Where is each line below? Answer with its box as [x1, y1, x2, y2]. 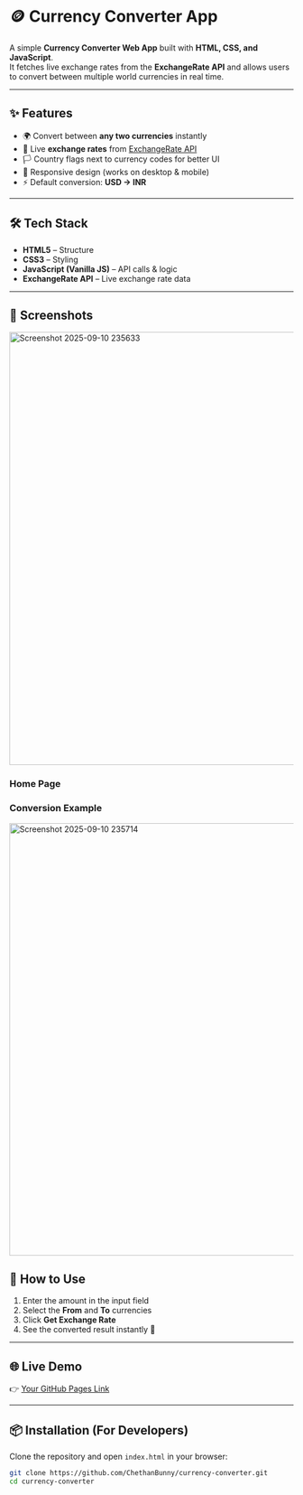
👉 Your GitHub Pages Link [9, 1383, 110, 1395]
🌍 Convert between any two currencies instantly [22, 130, 207, 141]
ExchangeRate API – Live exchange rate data [22, 273, 191, 284]
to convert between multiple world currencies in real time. [9, 70, 225, 81]
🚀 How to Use [9, 1271, 86, 1286]
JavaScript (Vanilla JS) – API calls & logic [22, 263, 178, 275]
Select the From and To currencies [22, 1305, 152, 1316]
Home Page [9, 778, 61, 790]
